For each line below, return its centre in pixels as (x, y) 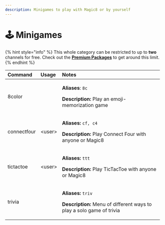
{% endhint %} (20, 63)
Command (20, 74)
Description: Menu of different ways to (107, 204)
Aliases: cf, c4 (80, 123)
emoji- (118, 99)
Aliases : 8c (75, 88)
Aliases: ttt (76, 158)
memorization (78, 105)
